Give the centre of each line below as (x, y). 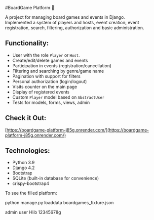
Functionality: (27, 43)
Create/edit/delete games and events (50, 60)
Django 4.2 (23, 168)
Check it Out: (26, 118)
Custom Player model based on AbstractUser (58, 97)
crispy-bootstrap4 (31, 183)
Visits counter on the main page (45, 87)
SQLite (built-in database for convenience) (56, 178)
